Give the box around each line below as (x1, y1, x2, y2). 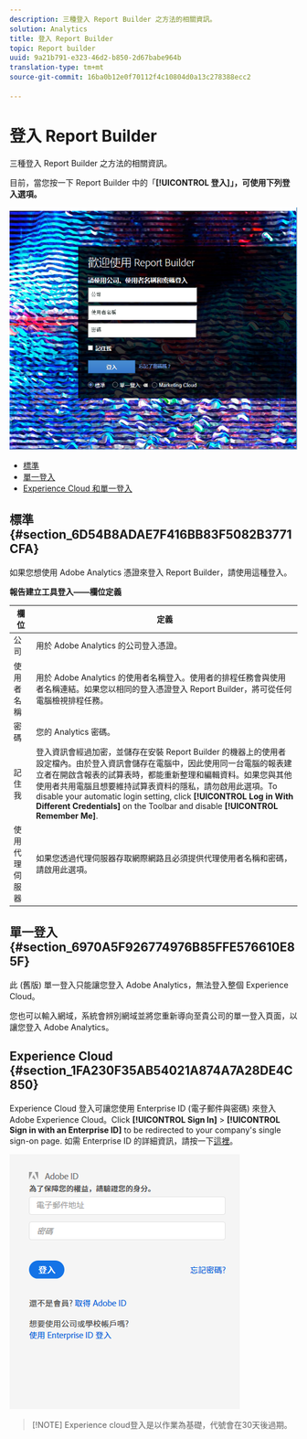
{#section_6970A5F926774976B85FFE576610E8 (9, 940, 295, 955)
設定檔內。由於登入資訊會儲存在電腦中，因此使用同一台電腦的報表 (36, 758, 285, 769)
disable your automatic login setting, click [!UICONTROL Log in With (36, 791, 294, 802)
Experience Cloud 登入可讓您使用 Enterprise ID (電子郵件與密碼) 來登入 (9, 1103, 277, 1114)
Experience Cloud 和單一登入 (22, 483, 132, 494)
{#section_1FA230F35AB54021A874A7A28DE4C (9, 1063, 293, 1079)
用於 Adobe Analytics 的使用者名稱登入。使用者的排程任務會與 (36, 672, 270, 683)
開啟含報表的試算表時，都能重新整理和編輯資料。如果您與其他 (59, 769, 292, 781)
